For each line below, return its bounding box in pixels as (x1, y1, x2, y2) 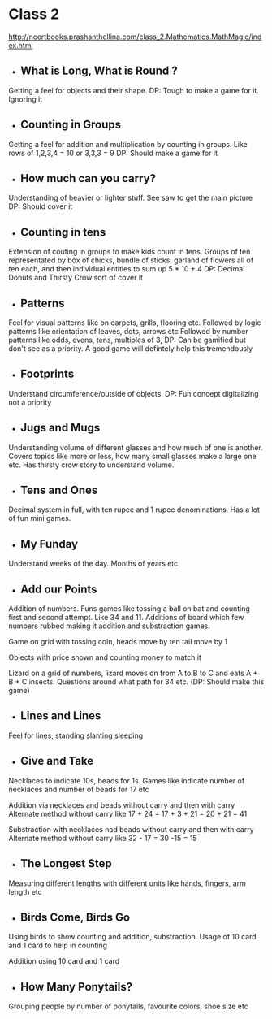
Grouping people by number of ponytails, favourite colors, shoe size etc (8, 1001, 249, 1012)
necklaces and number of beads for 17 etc (8, 784, 149, 794)
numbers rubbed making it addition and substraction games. (8, 621, 211, 631)
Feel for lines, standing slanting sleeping (8, 731, 144, 740)
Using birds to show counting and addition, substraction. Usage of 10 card (8, 932, 257, 942)
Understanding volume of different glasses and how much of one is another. (8, 442, 263, 452)
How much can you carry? (19, 171, 157, 185)
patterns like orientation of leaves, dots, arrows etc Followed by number (8, 327, 249, 336)
